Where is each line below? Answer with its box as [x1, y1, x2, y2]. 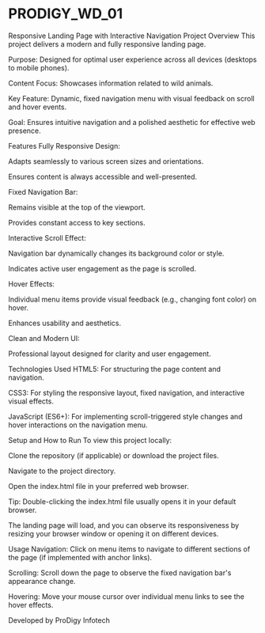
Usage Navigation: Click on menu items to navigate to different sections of [8, 544, 251, 554]
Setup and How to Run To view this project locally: [8, 435, 172, 445]
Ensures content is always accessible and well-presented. [8, 172, 198, 181]
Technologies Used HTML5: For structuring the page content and [8, 364, 221, 373]
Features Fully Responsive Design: [8, 141, 120, 150]
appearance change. [8, 576, 76, 586]
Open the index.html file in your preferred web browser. [8, 481, 189, 491]
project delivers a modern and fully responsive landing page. [8, 39, 206, 48]
